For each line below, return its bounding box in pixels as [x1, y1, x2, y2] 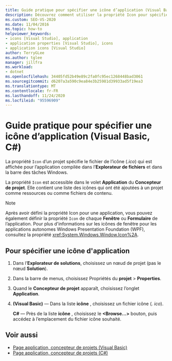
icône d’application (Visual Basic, [5, 131, 150, 142]
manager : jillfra [5, 60, 42, 65]
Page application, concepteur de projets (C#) [12, 350, 109, 356]
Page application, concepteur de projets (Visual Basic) [12, 344, 127, 350]
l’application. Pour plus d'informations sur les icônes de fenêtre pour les [5, 221, 157, 227]
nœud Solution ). [12, 265, 48, 272]
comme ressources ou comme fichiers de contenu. [5, 190, 113, 196]
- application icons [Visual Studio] [5, 46, 86, 51]
